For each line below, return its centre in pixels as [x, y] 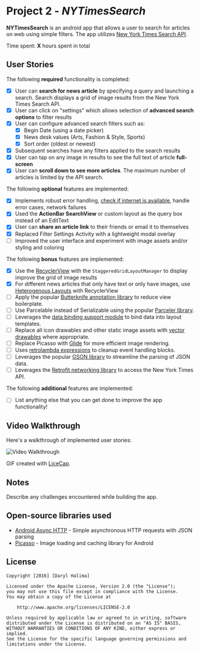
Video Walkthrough [43, 426]
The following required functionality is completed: [68, 79]
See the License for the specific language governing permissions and [96, 639]
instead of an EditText [42, 221]
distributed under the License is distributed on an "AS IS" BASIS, [94, 623]
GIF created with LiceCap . [38, 463]
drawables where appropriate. [52, 337]
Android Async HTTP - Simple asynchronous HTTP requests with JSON [104, 530]
